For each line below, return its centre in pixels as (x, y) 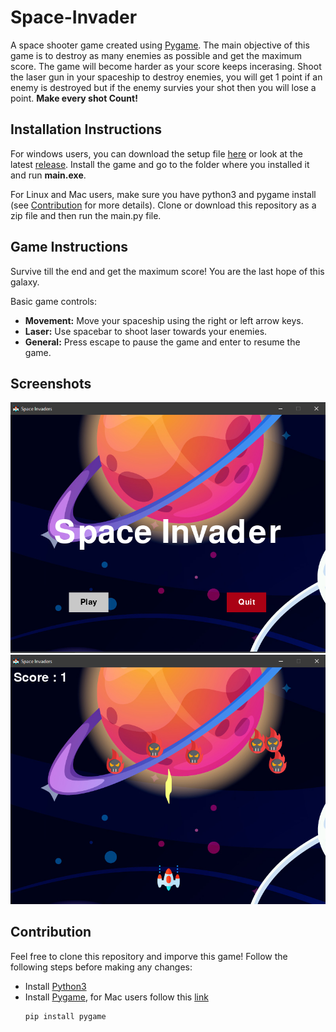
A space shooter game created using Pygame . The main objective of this (160, 45)
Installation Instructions (86, 129)
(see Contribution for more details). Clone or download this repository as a (163, 205)
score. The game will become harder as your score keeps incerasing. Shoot (166, 66)
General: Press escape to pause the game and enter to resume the (162, 342)
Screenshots (51, 383)
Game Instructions (69, 247)
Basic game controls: (54, 301)
